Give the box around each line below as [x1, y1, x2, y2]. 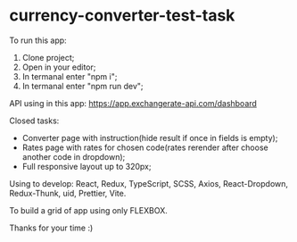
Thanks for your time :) [9, 222, 94, 233]
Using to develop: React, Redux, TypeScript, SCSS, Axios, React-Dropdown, [9, 178, 288, 188]
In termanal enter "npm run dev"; [21, 80, 144, 91]
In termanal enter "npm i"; [21, 71, 118, 81]
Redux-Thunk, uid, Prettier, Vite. [9, 188, 127, 198]
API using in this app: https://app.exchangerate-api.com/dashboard [9, 97, 257, 108]
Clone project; [21, 52, 75, 63]
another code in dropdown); [21, 151, 126, 162]
